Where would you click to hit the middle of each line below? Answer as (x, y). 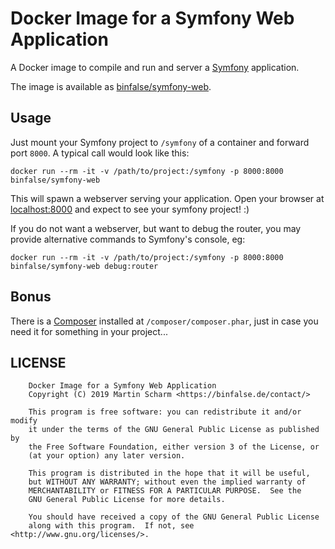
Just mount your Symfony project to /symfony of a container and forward (160, 142)
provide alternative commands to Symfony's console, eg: (128, 239)
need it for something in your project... (89, 331)
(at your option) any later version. (107, 456)
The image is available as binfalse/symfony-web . (111, 86)
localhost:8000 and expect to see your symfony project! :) (130, 209)
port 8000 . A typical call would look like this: (100, 153)
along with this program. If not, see (111, 526)
